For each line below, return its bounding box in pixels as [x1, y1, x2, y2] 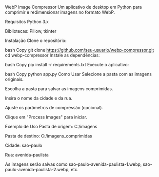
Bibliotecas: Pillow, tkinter [5, 28, 57, 34]
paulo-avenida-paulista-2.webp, [5, 167, 70, 172]
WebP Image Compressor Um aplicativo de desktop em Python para [5, 4, 142, 10]
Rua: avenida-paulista [5, 152, 49, 157]
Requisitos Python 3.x [5, 19, 49, 24]
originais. [5, 77, 24, 82]
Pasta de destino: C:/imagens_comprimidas [5, 133, 93, 138]
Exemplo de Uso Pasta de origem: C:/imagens [5, 124, 98, 129]
